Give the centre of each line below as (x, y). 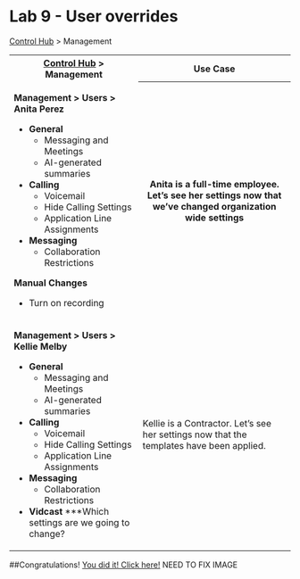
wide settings (214, 218)
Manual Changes (50, 283)
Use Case (214, 69)
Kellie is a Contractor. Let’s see (207, 423)
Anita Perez (39, 109)
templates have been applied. (204, 445)
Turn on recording (67, 302)
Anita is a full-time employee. (214, 185)
